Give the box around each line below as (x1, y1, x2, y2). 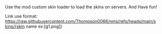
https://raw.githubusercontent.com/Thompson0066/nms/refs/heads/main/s (5, 19, 156, 24)
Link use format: (5, 13, 38, 19)
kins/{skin (5, 23, 25, 29)
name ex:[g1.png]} (26, 23, 63, 29)
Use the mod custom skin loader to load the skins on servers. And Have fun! (5, 4, 158, 10)
